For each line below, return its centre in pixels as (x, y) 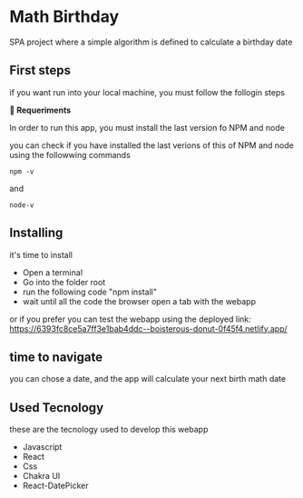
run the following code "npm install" (89, 292)
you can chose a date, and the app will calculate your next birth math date (148, 379)
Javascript (42, 447)
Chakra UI (41, 476)
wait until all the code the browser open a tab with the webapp (139, 301)
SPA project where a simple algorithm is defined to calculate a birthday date (151, 42)
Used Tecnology (57, 408)
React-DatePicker (55, 486)
